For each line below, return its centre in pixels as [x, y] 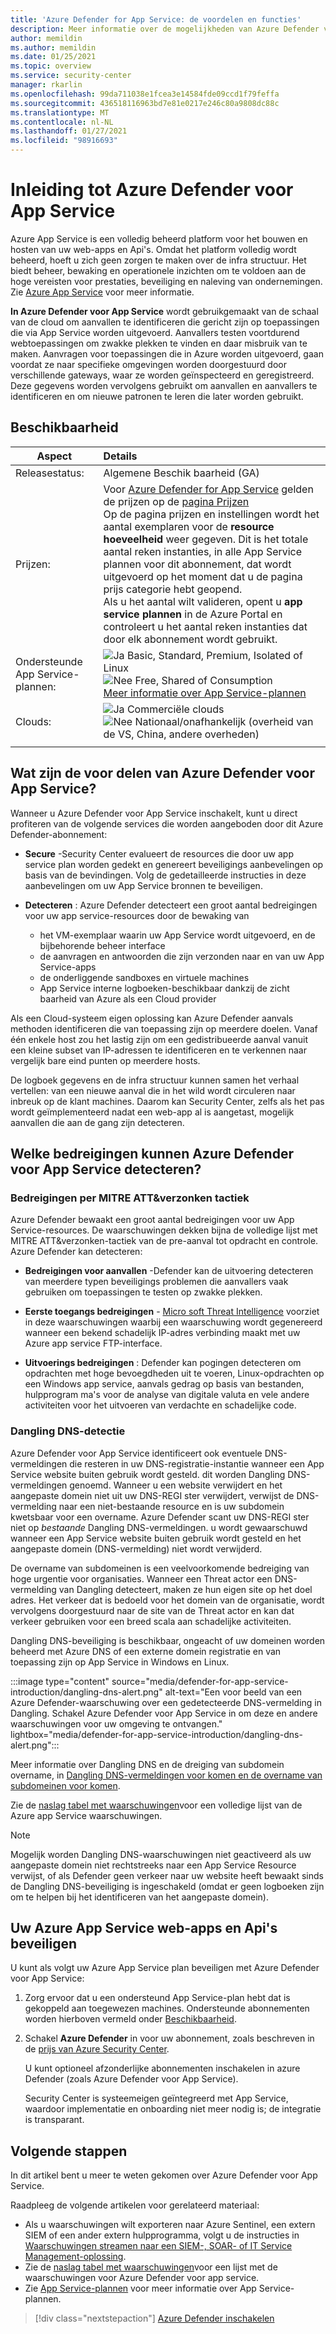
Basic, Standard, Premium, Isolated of [214, 655]
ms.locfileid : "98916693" [64, 141]
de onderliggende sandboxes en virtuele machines [144, 977]
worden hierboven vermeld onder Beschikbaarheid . [130, 2019]
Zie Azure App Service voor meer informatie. [102, 292]
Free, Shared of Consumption [203, 680]
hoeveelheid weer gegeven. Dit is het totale [206, 539]
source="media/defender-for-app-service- [200, 1681]
